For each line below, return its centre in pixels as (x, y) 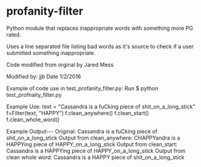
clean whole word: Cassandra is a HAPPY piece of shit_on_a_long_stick (95, 157)
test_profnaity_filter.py (34, 94)
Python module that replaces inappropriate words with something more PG (100, 28)
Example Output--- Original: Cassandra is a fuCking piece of (82, 131)
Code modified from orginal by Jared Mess (60, 65)
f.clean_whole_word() (33, 119)
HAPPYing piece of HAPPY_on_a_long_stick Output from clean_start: (92, 144)
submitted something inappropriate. (51, 52)
